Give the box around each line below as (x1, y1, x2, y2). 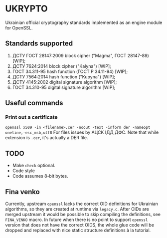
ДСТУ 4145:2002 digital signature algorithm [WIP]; (12, 79, 117, 85)
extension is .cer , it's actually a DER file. (5, 135, 88, 141)
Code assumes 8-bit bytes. (12, 173, 68, 179)
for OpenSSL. (5, 24, 33, 30)
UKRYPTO (5, 3, 48, 14)
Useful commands (5, 99, 63, 107)
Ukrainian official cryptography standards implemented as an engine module (5, 19, 163, 25)
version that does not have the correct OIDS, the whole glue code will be (5, 222, 155, 228)
